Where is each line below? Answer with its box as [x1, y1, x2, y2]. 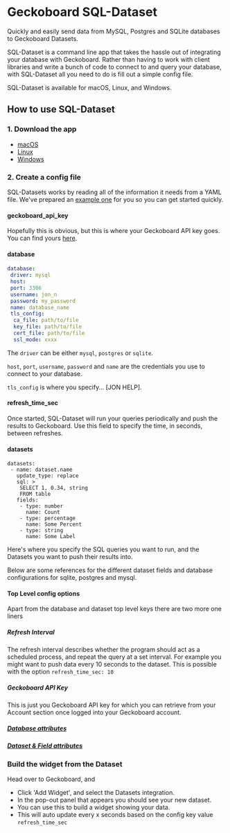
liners [7, 612, 23, 621]
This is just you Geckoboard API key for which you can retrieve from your [7, 701, 216, 710]
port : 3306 [10, 284, 42, 291]
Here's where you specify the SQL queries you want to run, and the [7, 545, 200, 553]
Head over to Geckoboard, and [7, 775, 96, 784]
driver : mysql [10, 272, 51, 279]
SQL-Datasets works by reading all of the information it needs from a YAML [7, 188, 222, 196]
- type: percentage [19, 515, 76, 522]
